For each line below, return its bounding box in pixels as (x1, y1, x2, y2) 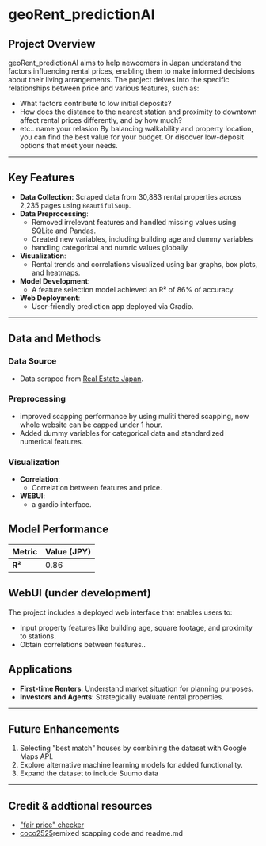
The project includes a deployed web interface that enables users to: (8, 608, 233, 617)
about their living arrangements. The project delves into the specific (8, 75, 230, 84)
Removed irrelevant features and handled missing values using (31, 217, 237, 227)
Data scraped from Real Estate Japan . (19, 374, 144, 383)
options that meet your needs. (19, 141, 119, 150)
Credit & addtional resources (8, 798, 153, 813)
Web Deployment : (19, 293, 81, 303)
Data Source (8, 356, 57, 367)
